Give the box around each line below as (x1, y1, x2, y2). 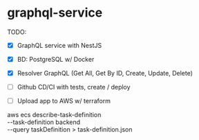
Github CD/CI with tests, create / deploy (17, 83, 131, 91)
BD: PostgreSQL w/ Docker (17, 55, 95, 63)
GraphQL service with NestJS (17, 41, 102, 49)
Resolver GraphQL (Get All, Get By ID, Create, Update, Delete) (17, 69, 193, 78)
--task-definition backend (7, 118, 81, 126)
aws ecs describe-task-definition (7, 111, 102, 119)
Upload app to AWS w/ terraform (17, 97, 111, 105)
